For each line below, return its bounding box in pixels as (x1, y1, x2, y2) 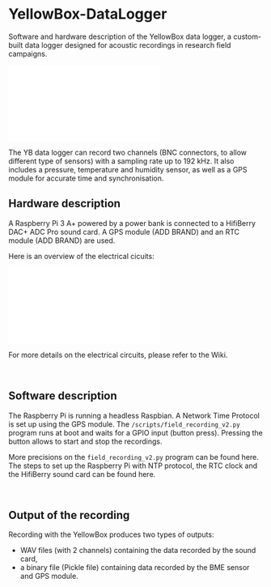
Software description (8, 389, 117, 403)
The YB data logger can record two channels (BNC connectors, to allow (8, 147, 248, 157)
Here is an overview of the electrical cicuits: (8, 251, 155, 261)
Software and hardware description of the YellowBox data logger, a (8, 32, 232, 41)
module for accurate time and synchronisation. (8, 173, 164, 183)
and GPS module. (19, 572, 78, 581)
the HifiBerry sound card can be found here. (8, 469, 156, 479)
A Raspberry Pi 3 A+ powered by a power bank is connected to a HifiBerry (8, 218, 256, 228)
